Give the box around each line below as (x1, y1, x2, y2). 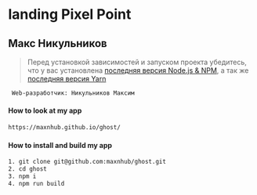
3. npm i (8, 172, 37, 180)
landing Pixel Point (8, 5, 132, 23)
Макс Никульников (8, 37, 107, 50)
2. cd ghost (8, 165, 47, 173)
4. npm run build (8, 179, 65, 187)
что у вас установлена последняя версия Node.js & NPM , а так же (27, 66, 249, 75)
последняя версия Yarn (27, 74, 107, 83)
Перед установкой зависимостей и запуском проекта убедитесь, (27, 57, 247, 67)
